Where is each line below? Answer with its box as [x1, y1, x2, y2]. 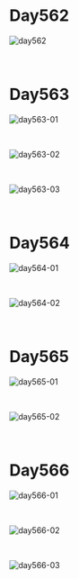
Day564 [9, 233, 70, 253]
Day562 [9, 5, 70, 26]
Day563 [9, 85, 70, 104]
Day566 [9, 460, 70, 480]
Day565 [9, 347, 69, 366]
